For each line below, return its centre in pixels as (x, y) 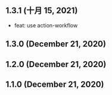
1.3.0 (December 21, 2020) (56, 44)
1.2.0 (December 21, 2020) (56, 64)
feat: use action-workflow (46, 25)
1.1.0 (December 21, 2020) (55, 84)
